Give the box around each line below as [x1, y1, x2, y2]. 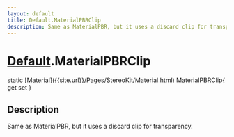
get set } [7, 83, 32, 92]
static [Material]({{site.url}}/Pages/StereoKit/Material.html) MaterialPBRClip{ [7, 76, 226, 84]
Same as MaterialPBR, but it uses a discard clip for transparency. [7, 122, 193, 131]
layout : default [7, 10, 54, 17]
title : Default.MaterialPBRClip [7, 17, 101, 24]
